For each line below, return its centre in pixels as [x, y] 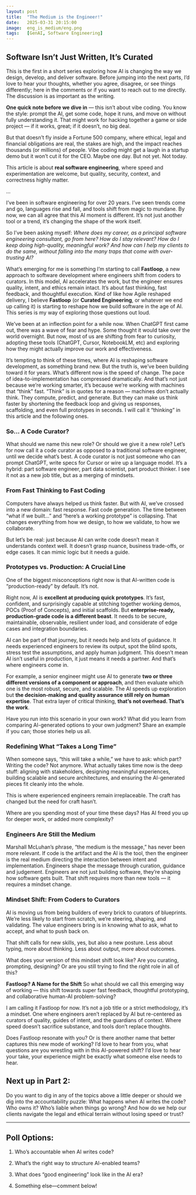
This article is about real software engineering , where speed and [85, 167]
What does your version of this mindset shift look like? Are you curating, [92, 960]
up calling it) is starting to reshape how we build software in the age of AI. [94, 306]
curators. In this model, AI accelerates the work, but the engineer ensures [94, 281]
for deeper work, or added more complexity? [60, 819]
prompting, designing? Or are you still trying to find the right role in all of [93, 966]
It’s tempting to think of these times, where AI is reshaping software [87, 360]
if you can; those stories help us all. [49, 731]
